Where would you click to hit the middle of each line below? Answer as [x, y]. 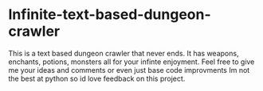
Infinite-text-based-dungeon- [110, 15]
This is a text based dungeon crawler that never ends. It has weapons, [124, 53]
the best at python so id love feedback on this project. [97, 78]
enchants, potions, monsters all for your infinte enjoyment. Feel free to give [131, 62]
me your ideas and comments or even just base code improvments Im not [129, 70]
